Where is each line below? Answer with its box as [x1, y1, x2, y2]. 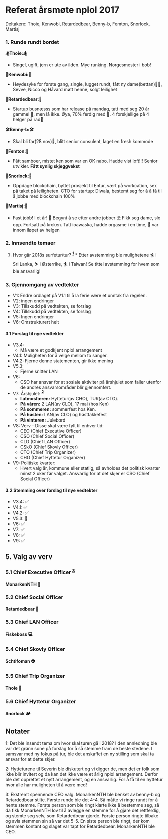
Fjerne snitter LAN [20, 368, 58, 374]
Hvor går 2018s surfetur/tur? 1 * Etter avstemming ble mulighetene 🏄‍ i [12, 251, 157, 258]
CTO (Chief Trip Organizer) [20, 449, 76, 455]
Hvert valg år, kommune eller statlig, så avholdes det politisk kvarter [20, 465, 160, 471]
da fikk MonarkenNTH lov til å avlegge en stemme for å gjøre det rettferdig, [5, 807, 160, 814]
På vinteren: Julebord [20, 417, 66, 423]
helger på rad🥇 [12, 117, 44, 123]
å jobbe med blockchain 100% [12, 193, 75, 199]
